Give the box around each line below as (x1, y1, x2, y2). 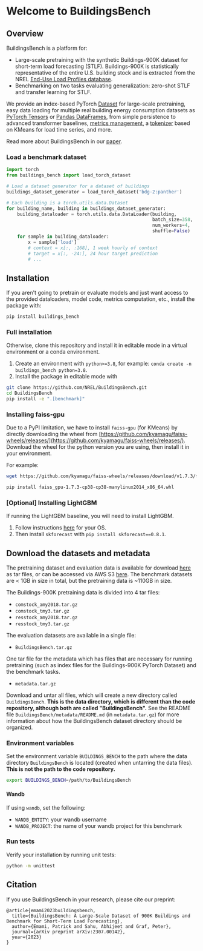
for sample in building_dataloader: (17, 234, 110, 240)
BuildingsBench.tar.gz (14, 645, 72, 651)
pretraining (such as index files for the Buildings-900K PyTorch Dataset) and (6, 662, 196, 669)
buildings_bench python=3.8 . (14, 366, 88, 374)
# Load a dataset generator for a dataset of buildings (6, 183, 150, 189)
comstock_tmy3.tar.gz (14, 608, 69, 614)
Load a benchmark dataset (6, 153, 86, 161)
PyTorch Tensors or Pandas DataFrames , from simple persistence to (6, 113, 176, 120)
